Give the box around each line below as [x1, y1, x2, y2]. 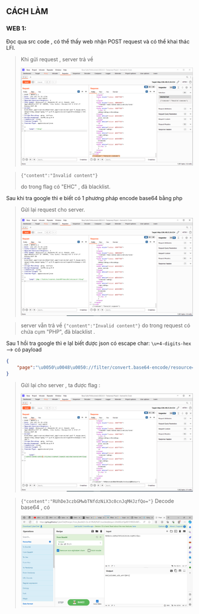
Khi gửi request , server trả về [20, 55, 94, 63]
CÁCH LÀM [6, 7, 49, 17]
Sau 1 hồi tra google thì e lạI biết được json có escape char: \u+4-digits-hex [6, 340, 191, 347]
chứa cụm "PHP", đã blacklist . [20, 328, 95, 336]
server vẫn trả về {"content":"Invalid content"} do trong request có [20, 322, 191, 329]
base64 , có [20, 504, 50, 511]
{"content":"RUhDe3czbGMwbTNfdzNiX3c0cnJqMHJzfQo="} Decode [20, 498, 175, 505]
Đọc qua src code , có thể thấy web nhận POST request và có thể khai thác [6, 37, 190, 45]
